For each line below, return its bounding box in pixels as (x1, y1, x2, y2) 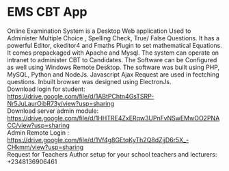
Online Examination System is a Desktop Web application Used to (7, 27, 191, 35)
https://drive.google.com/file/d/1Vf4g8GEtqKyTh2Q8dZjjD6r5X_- (7, 135, 189, 144)
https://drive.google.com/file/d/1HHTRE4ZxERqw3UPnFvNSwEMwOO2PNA (7, 114, 220, 122)
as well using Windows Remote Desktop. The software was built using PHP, (7, 63, 220, 71)
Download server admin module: (7, 107, 99, 115)
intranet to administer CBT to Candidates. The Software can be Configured (7, 55, 217, 64)
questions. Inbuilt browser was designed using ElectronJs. (7, 77, 172, 85)
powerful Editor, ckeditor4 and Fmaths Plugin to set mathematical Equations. (7, 41, 222, 49)
